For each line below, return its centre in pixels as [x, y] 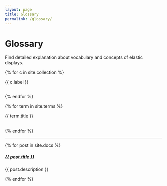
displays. [14, 63]
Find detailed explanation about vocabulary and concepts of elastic [74, 57]
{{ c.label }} [17, 82]
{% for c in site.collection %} [35, 72]
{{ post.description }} [27, 169]
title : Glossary [22, 14]
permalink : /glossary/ [29, 19]
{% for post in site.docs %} [33, 145]
